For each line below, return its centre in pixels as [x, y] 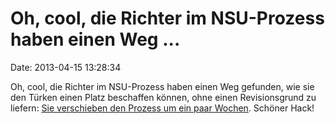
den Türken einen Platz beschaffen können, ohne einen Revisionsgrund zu [163, 97]
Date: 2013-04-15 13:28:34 [66, 67]
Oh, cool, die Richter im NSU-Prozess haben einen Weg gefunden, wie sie [162, 86]
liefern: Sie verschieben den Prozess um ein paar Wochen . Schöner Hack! [162, 108]
